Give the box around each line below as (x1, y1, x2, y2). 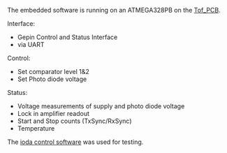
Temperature (17, 124, 55, 132)
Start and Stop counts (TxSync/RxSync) (17, 117, 132, 125)
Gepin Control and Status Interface (17, 33, 118, 41)
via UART (17, 41, 45, 48)
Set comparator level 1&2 (17, 68, 89, 75)
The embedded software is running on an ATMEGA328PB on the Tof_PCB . (7, 6, 221, 14)
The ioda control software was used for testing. (7, 138, 144, 146)
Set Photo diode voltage (17, 75, 87, 83)
